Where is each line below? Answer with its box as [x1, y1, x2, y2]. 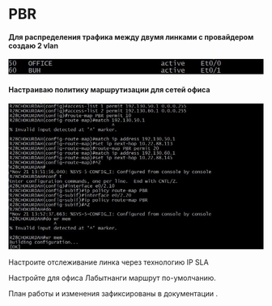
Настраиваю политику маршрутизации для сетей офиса [8, 85, 210, 95]
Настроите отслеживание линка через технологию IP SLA [8, 257, 209, 267]
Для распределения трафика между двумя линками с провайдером [8, 32, 254, 41]
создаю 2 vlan [8, 40, 59, 50]
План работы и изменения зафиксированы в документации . [8, 289, 219, 299]
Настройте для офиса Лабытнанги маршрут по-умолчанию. [8, 273, 216, 283]
